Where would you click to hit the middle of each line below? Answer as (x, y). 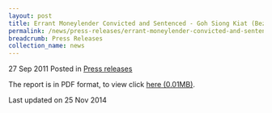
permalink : (27, 31)
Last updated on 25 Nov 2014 (58, 100)
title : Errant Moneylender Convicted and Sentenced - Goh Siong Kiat (128, 23)
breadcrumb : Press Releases (56, 38)
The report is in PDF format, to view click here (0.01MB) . (102, 85)
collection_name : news (47, 46)
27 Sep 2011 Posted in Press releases (70, 69)
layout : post (30, 16)
